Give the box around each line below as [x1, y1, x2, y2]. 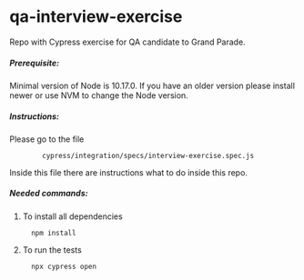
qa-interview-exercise [9, 6, 183, 27]
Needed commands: [9, 188, 88, 199]
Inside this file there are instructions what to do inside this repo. [9, 166, 248, 178]
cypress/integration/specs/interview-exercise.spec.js [42, 151, 255, 160]
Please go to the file [9, 134, 85, 145]
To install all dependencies [22, 211, 123, 222]
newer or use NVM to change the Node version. [9, 89, 188, 101]
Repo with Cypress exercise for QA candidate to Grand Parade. [9, 36, 246, 47]
